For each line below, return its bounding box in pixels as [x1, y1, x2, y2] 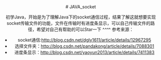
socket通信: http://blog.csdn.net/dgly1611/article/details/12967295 [17, 37, 151, 43]
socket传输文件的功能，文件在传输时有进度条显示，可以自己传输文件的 [6, 20, 151, 26]
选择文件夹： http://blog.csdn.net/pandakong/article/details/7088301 [14, 43, 155, 49]
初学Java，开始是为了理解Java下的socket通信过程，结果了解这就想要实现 [5, 14, 156, 20]
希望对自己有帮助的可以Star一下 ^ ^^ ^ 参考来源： [36, 26, 134, 32]
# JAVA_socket [65, 4, 96, 9]
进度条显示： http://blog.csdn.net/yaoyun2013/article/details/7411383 [14, 50, 155, 55]
